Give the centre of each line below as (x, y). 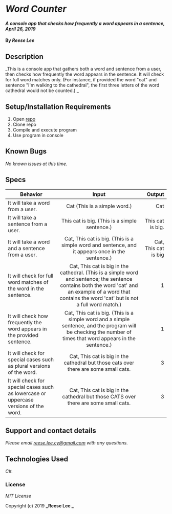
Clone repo (25, 124)
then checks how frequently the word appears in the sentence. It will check (85, 74)
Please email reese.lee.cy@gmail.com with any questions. (67, 443)
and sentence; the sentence (99, 279)
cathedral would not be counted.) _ (42, 91)
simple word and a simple (99, 319)
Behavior (31, 194)
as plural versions (29, 366)
